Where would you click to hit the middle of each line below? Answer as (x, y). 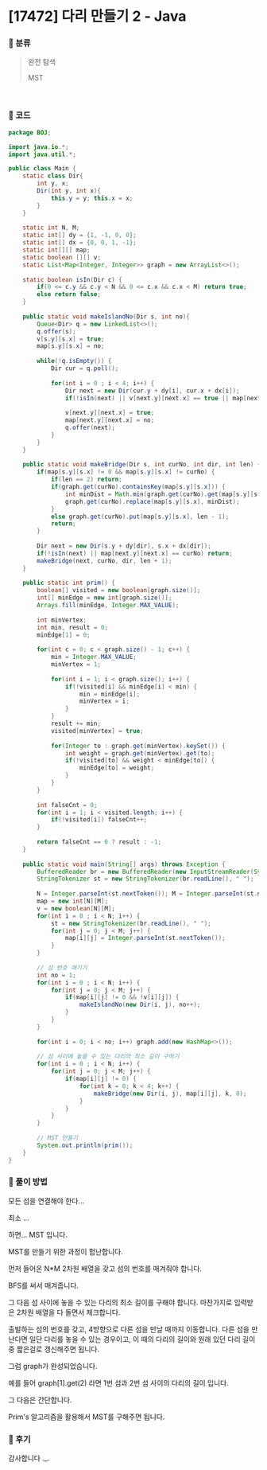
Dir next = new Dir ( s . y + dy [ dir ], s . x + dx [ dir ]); (124, 546)
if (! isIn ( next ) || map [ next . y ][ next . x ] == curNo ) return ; (135, 553)
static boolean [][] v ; (62, 257)
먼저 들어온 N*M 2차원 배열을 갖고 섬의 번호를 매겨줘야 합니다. (105, 1268)
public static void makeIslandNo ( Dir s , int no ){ (106, 316)
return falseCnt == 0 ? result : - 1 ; (99, 842)
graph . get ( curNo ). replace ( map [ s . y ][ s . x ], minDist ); (152, 501)
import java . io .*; (39, 147)
